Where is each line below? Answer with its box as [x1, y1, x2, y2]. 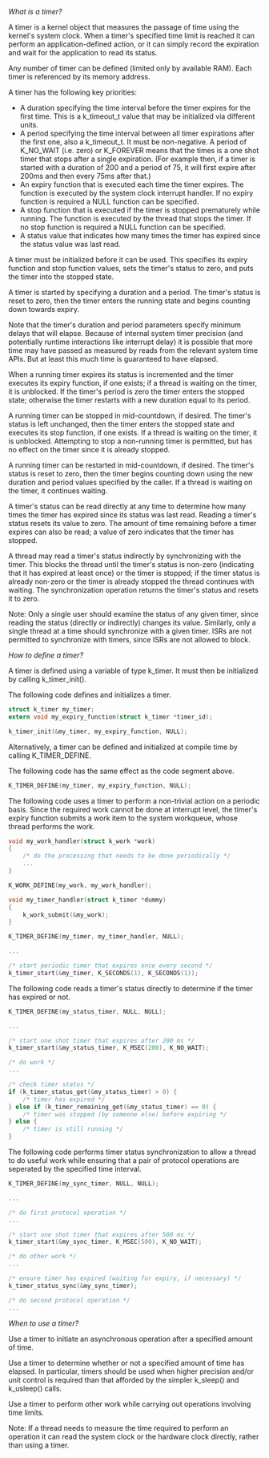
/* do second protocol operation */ [8, 1296, 130, 1304]
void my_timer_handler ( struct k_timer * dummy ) [8, 896, 167, 904]
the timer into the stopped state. [8, 272, 114, 281]
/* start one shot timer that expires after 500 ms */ [8, 1230, 195, 1238]
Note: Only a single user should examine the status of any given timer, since [8, 610, 259, 618]
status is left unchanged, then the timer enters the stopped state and [8, 419, 235, 428]
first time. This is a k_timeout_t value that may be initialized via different [19, 111, 255, 121]
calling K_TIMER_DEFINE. [8, 750, 92, 760]
